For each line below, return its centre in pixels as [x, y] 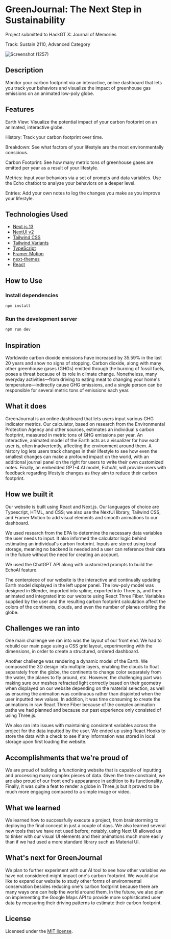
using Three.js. [21, 715]
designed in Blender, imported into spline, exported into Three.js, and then [83, 590]
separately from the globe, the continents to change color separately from [83, 672]
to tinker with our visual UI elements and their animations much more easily [84, 836]
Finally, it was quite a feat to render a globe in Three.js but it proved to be [82, 786]
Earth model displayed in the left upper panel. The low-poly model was [80, 585]
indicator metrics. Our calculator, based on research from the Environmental [85, 424]
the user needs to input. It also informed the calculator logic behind [76, 538]
